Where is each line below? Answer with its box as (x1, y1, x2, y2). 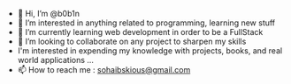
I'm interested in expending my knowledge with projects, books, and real (17, 45, 283, 56)
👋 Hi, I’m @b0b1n (17, 9, 80, 18)
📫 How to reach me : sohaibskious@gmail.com (17, 65, 191, 74)
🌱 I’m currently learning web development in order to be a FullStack (17, 27, 264, 37)
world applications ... (17, 55, 95, 65)
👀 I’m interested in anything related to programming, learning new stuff (17, 17, 276, 28)
